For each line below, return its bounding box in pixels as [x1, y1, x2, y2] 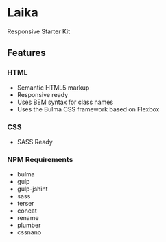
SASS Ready [16, 137, 53, 146]
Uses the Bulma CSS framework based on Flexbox [16, 105, 160, 113]
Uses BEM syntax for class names [16, 98, 114, 106]
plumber [16, 221, 41, 230]
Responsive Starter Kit [7, 27, 71, 36]
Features [7, 47, 46, 59]
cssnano [16, 228, 42, 237]
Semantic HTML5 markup [16, 83, 90, 92]
